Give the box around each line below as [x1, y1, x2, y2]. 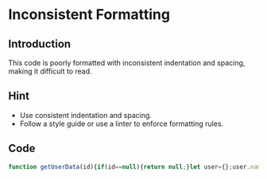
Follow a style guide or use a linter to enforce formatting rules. [19, 119, 224, 128]
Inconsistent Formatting [8, 6, 171, 24]
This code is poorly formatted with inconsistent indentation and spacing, [8, 58, 246, 67]
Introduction [8, 37, 72, 51]
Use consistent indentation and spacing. [19, 110, 153, 120]
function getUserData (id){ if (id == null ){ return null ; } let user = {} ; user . [8, 162, 250, 171]
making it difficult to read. [8, 67, 93, 76]
